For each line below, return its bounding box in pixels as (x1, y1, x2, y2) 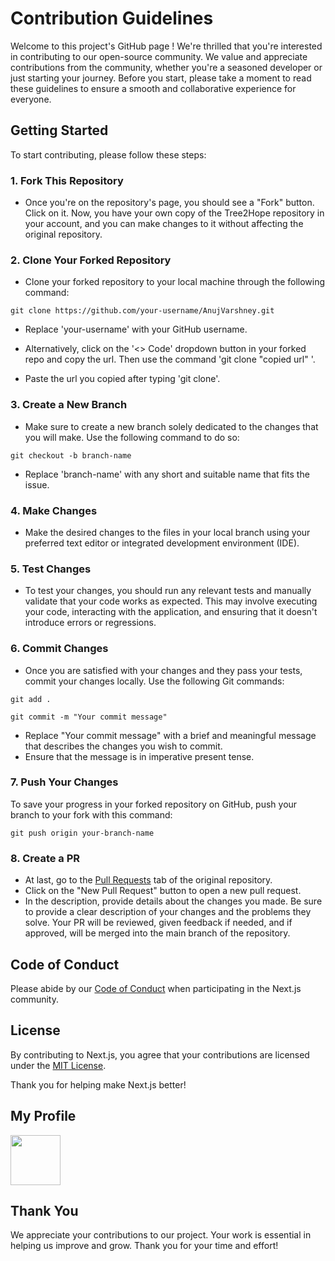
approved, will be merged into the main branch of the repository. (24, 927, 291, 939)
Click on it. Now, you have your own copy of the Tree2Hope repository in (24, 207, 325, 219)
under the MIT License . (10, 1059, 107, 1071)
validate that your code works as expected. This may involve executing (24, 595, 318, 607)
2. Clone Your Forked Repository (10, 253, 172, 267)
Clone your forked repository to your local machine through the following (24, 276, 326, 288)
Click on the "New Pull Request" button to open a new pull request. (24, 885, 302, 897)
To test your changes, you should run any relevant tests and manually (24, 585, 312, 597)
